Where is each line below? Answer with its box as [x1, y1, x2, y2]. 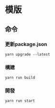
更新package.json [5, 40, 47, 47]
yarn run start [5, 98, 35, 104]
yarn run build [5, 75, 35, 80]
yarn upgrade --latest [5, 52, 50, 57]
